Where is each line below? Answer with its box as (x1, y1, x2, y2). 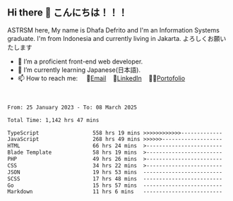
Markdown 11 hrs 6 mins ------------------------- (7, 188, 222, 195)
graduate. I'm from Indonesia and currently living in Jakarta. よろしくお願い (7, 34, 227, 42)
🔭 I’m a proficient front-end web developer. (17, 57, 143, 66)
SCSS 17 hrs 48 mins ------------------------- (7, 175, 222, 182)
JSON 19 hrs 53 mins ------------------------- (7, 169, 222, 176)
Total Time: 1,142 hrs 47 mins (7, 116, 100, 123)
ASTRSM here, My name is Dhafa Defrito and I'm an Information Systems (7, 25, 220, 34)
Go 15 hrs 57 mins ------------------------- (7, 182, 222, 189)
